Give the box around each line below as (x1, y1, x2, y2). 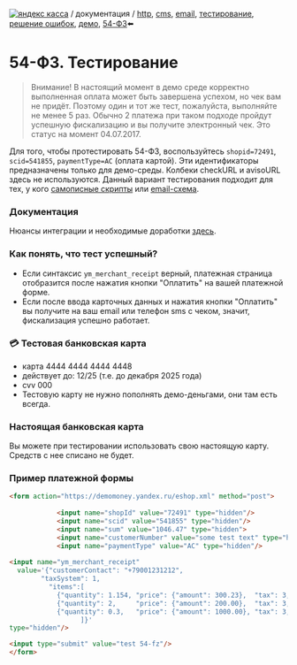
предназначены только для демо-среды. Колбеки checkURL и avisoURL (9, 164, 281, 175)
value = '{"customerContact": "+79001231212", (17, 566, 184, 575)
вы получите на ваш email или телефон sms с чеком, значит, (21, 305, 250, 316)
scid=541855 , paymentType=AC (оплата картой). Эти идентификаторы (9, 155, 259, 165)
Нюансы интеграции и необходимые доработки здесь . (9, 225, 217, 236)
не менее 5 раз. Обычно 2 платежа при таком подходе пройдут (30, 110, 272, 120)
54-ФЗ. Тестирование (9, 53, 179, 73)
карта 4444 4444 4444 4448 (21, 361, 133, 371)
